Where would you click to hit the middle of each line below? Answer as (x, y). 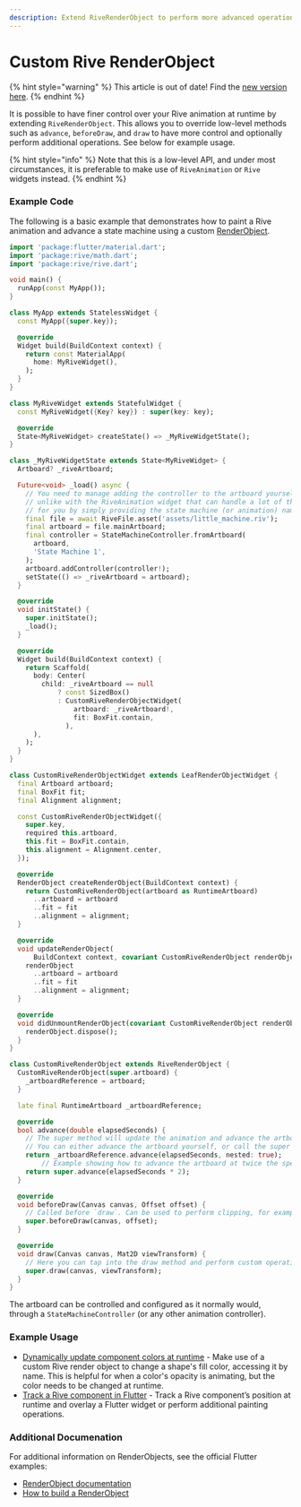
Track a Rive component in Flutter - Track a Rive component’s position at (156, 1395)
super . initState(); (62, 618)
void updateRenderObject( (66, 949)
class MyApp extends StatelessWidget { (84, 313)
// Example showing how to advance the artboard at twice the (160, 1164)
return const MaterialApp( (76, 354)
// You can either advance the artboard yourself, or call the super (158, 1147)
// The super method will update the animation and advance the (148, 1139)
